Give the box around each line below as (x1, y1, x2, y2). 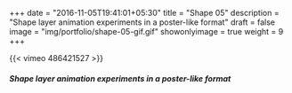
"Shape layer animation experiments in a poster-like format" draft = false (9, 17, 276, 27)
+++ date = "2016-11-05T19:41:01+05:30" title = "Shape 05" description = (9, 8, 280, 18)
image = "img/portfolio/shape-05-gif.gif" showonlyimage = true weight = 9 (9, 27, 284, 36)
